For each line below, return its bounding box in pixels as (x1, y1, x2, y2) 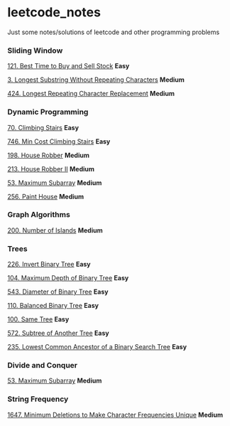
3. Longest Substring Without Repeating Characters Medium (7, 75, 185, 84)
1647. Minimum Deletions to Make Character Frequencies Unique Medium (7, 410, 224, 419)
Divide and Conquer (7, 361, 78, 371)
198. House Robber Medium (7, 151, 90, 159)
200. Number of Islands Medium (7, 225, 103, 235)
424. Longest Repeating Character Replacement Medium (7, 90, 175, 98)
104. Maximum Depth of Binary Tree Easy (7, 274, 129, 282)
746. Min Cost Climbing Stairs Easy (7, 137, 111, 146)
